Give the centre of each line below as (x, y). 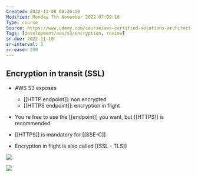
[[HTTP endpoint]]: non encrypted (65, 99)
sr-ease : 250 (22, 50)
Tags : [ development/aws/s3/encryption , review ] (66, 34)
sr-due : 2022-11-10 (30, 39)
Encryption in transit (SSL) (55, 74)
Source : (16, 28)
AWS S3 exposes (36, 88)
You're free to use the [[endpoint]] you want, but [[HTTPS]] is (89, 117)
